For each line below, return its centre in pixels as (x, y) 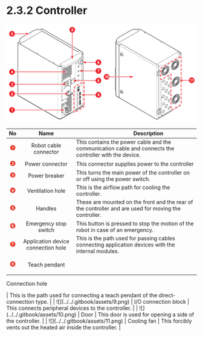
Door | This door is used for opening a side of (137, 314)
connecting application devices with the (126, 245)
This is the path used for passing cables (126, 238)
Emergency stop (47, 223)
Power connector (46, 164)
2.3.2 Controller (47, 11)
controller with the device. (108, 155)
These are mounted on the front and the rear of (135, 202)
